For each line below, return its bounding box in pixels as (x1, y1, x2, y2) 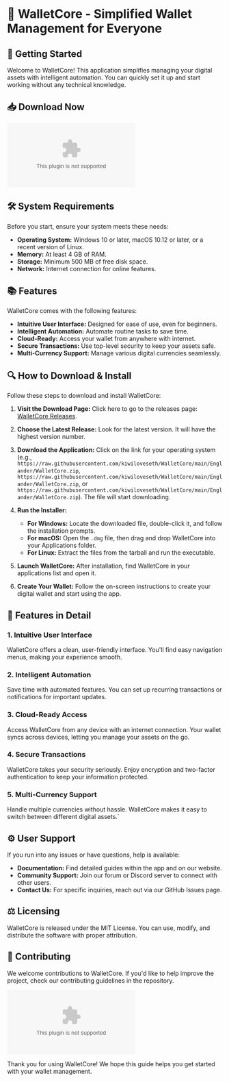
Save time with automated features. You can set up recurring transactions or (7, 685, 222, 694)
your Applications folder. (27, 541, 97, 550)
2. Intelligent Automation (7, 670, 92, 679)
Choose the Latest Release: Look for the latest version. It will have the (16, 425, 216, 433)
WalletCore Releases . (16, 412, 77, 420)
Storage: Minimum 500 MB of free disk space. (16, 257, 148, 266)
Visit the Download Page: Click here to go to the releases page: (16, 405, 198, 413)
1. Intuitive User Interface (7, 630, 92, 640)
